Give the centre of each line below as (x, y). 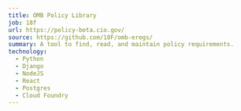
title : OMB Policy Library (52, 15)
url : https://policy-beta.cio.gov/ (67, 30)
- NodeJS (30, 73)
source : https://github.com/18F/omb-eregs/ (81, 37)
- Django (30, 66)
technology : (28, 52)
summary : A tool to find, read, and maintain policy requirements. (121, 45)
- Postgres (33, 88)
